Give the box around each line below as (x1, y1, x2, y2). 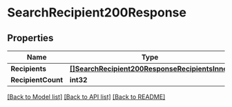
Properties (7, 32, 54, 44)
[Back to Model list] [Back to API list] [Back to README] (7, 93, 166, 101)
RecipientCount (10, 75, 64, 84)
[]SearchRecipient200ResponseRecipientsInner (69, 64, 231, 73)
